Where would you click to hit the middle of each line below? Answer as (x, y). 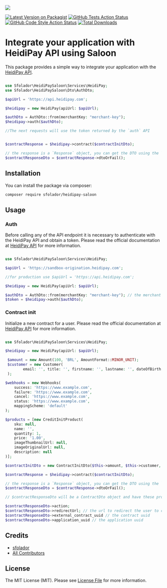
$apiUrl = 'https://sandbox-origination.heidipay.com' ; (64, 268)
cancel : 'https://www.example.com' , (52, 397)
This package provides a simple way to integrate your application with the (81, 67)
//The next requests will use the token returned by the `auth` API (78, 131)
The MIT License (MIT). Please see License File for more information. (76, 581)
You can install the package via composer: (48, 185)
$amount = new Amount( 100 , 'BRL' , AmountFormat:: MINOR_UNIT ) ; (73, 360)
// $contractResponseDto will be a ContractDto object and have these (80, 497)
